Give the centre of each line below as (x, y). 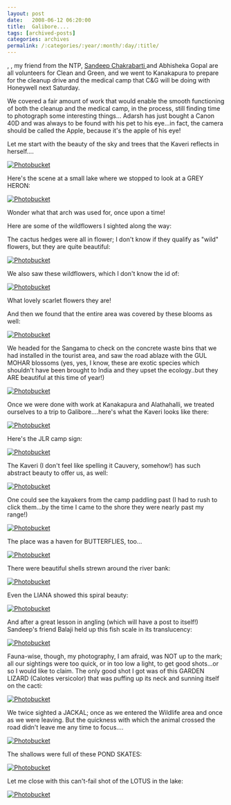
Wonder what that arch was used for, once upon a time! (86, 213)
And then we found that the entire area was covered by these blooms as (110, 314)
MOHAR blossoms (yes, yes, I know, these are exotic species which (103, 363)
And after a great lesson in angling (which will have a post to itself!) (103, 622)
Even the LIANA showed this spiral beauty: (68, 595)
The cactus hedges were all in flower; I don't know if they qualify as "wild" (113, 239)
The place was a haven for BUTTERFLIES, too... (75, 541)
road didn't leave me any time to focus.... (65, 727)
